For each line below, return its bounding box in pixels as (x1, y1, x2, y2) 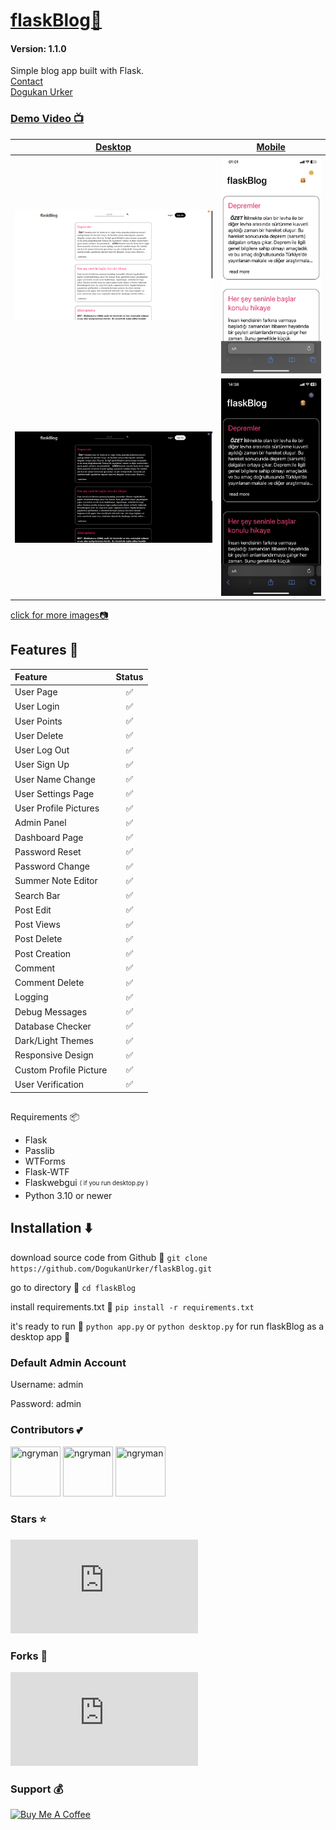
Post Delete (14, 933, 63, 945)
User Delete (14, 729, 64, 741)
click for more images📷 (10, 609, 109, 621)
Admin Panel (14, 817, 67, 829)
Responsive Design (14, 1049, 94, 1061)
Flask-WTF (24, 1166, 70, 1178)
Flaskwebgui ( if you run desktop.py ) (24, 1177, 149, 1189)
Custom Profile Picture (14, 1064, 108, 1076)
